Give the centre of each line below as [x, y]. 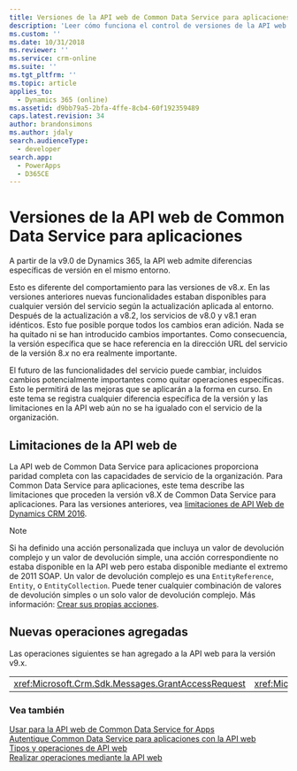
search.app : [31, 157]
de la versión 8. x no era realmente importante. [93, 353]
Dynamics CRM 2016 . [48, 513]
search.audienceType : [49, 141]
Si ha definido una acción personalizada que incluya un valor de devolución [147, 548]
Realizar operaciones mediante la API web [86, 758]
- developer [39, 149]
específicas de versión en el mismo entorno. [90, 270]
